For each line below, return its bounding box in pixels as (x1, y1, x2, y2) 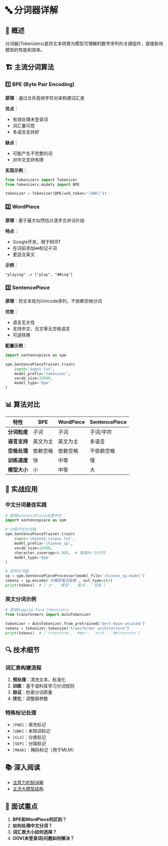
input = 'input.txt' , (14, 366, 55, 372)
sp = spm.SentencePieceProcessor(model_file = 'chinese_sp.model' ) (5, 574, 145, 579)
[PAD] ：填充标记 (12, 722, 46, 728)
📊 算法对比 (5, 400, 40, 409)
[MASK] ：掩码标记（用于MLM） (12, 747, 76, 753)
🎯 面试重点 (5, 802, 38, 811)
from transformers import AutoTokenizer (5, 612, 92, 617)
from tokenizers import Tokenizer (5, 177, 78, 182)
